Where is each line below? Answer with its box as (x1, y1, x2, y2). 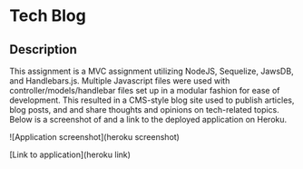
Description (9, 42, 77, 57)
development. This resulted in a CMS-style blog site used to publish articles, (9, 94, 295, 105)
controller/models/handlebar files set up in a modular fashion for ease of (9, 85, 280, 95)
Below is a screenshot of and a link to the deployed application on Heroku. (9, 114, 288, 124)
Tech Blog (9, 5, 86, 26)
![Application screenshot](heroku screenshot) (9, 132, 180, 142)
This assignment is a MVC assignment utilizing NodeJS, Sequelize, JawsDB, (9, 65, 294, 76)
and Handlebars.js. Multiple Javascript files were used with (9, 75, 230, 86)
